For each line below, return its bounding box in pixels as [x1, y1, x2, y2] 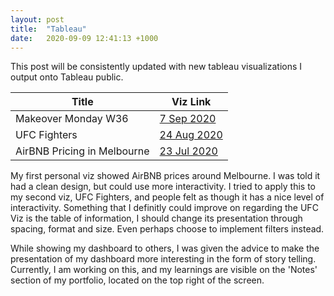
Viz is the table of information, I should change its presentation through [10, 212, 303, 225]
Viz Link [171, 95, 212, 109]
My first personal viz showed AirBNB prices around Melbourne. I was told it [10, 170, 321, 182]
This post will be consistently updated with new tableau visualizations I [10, 61, 303, 73]
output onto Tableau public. [10, 71, 124, 83]
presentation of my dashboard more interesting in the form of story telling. [10, 253, 317, 265]
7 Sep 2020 [159, 112, 217, 126]
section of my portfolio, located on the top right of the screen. [10, 274, 265, 286]
